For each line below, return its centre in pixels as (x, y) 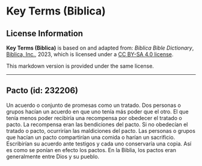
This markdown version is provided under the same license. (80, 66)
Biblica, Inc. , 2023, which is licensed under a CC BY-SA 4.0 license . (90, 54)
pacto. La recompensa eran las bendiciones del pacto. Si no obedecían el (97, 124)
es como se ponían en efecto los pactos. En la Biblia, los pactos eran (91, 150)
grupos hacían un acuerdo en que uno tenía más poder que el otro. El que (97, 111)
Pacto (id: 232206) (42, 91)
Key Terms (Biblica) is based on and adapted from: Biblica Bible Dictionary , (100, 48)
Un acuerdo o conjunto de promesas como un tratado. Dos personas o (94, 105)
